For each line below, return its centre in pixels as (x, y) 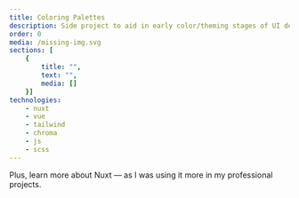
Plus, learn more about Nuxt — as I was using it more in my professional (141, 175)
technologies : (36, 100)
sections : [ (31, 51)
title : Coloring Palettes (57, 17)
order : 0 (25, 34)
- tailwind (45, 125)
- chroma (41, 133)
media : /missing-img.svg (55, 42)
